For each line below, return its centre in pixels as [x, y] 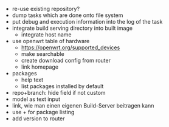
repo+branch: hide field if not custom [59, 93]
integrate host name [46, 35]
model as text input [36, 99]
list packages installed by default [62, 86]
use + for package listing [43, 112]
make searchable [43, 54]
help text [32, 80]
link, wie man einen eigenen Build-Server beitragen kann [83, 105]
